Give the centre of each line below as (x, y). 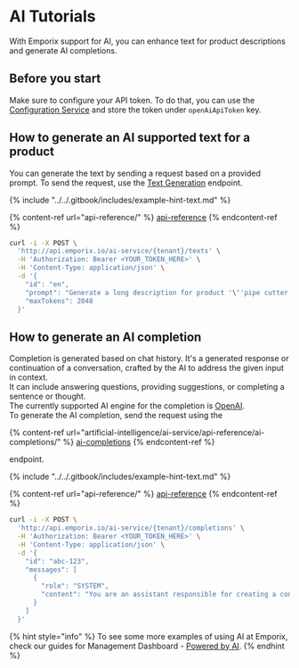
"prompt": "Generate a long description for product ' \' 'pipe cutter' (159, 293)
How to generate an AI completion (105, 337)
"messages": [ (51, 569)
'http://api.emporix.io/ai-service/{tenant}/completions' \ (131, 528)
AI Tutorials (53, 16)
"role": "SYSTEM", (75, 586)
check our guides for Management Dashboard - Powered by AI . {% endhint (147, 646)
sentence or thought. (48, 396)
